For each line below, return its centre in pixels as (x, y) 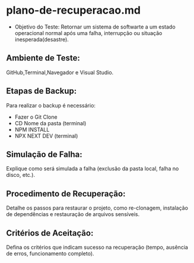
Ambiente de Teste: (43, 58)
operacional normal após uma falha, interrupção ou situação (88, 33)
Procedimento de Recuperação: (66, 194)
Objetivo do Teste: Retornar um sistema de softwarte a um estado (95, 27)
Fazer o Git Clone (36, 117)
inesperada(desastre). (42, 39)
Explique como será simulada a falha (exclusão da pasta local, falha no (93, 169)
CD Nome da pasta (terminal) (50, 123)
